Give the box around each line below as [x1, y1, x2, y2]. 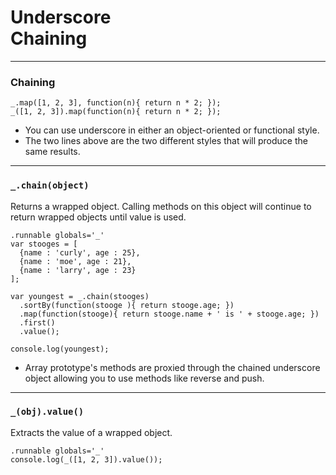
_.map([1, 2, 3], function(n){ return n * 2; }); [10, 98, 222, 108]
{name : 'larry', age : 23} [19, 265, 137, 275]
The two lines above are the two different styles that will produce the [24, 135, 308, 147]
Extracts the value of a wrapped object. [10, 426, 173, 438]
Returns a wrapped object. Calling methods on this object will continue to [10, 200, 312, 212]
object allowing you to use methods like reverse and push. [24, 372, 265, 384]
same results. [24, 146, 81, 158]
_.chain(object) [10, 180, 90, 191]
